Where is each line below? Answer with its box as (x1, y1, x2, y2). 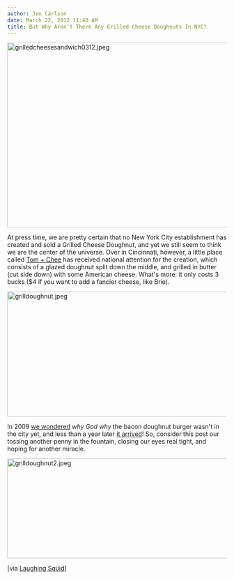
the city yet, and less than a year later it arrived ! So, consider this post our (7, 430, 219, 438)
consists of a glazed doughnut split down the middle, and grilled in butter (7, 263, 217, 271)
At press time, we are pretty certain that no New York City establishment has (7, 233, 227, 241)
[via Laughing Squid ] (7, 564, 68, 573)
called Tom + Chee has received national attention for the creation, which (7, 255, 218, 264)
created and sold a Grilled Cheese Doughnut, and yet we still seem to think (7, 241, 221, 249)
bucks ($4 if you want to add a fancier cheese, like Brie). (7, 278, 170, 286)
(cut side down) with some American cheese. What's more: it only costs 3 (7, 270, 219, 279)
